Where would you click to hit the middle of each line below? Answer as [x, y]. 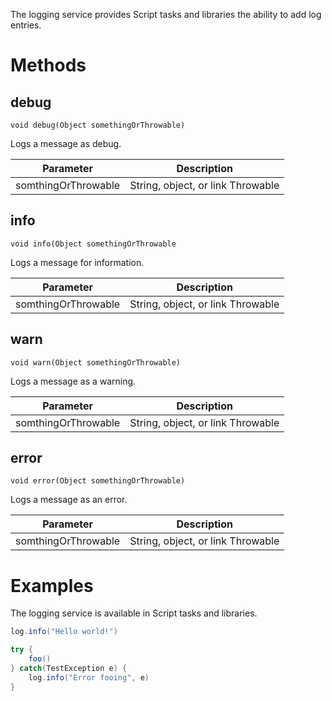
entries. [26, 25]
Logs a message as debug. [66, 143]
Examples [52, 585]
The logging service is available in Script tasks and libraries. [134, 613]
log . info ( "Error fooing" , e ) [89, 677]
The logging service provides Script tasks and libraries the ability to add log [166, 14]
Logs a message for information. [77, 262]
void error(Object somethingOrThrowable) [98, 481]
